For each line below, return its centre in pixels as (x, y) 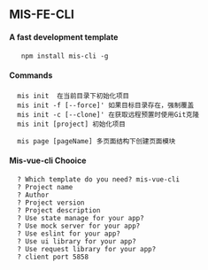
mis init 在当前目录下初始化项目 (73, 96)
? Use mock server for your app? (79, 226)
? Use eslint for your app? (69, 234)
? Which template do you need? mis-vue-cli (98, 180)
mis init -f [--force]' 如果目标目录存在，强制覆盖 (106, 105)
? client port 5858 (53, 257)
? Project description (59, 211)
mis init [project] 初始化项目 (71, 124)
